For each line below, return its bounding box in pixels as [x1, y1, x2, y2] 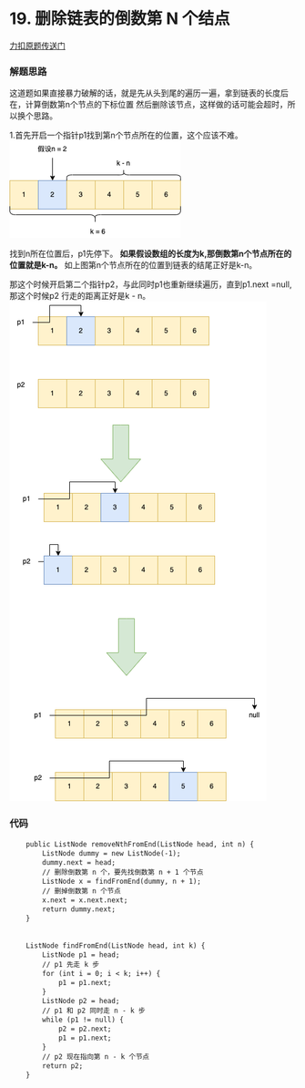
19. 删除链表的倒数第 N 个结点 [9, 8, 230, 29]
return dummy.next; [42, 904, 117, 914]
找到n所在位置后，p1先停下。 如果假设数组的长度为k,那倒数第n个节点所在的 [9, 248, 292, 260]
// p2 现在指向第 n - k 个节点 [42, 1052, 150, 1062]
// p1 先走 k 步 [42, 960, 100, 969]
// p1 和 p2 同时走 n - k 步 [42, 1006, 146, 1015]
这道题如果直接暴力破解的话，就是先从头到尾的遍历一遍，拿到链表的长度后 [9, 87, 289, 98]
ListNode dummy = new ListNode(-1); [42, 848, 181, 857]
